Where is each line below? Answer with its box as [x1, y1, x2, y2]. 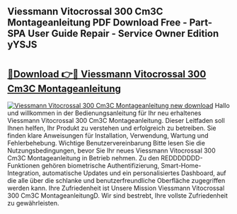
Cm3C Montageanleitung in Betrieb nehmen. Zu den [7, 154, 160, 162]
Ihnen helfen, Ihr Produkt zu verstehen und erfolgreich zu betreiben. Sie [7, 124, 217, 132]
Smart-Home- [161, 162, 202, 170]
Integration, [7, 169, 41, 177]
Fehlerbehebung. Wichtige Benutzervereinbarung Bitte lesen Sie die [7, 139, 205, 147]
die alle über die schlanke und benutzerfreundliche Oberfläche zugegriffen [7, 177, 226, 184]
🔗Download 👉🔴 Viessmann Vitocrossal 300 [7, 68, 207, 80]
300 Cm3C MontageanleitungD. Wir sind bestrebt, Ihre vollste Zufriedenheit [7, 191, 229, 200]
